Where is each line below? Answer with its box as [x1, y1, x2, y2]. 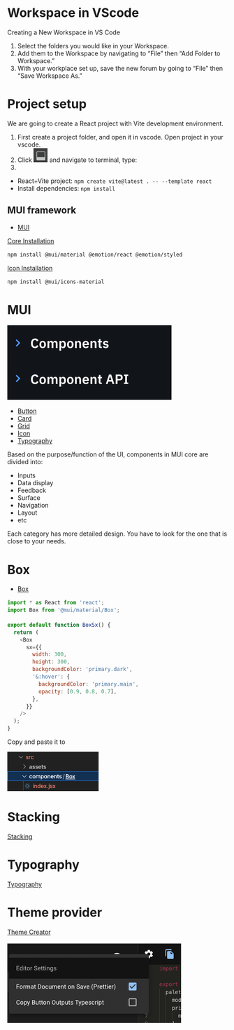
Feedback [17, 486, 47, 495]
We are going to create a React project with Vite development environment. [7, 119, 224, 128]
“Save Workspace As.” [17, 72, 82, 80]
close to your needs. [7, 537, 66, 546]
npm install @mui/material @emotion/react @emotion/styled [7, 251, 183, 258]
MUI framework [7, 205, 77, 217]
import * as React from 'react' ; [7, 599, 105, 607]
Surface [17, 494, 41, 502]
